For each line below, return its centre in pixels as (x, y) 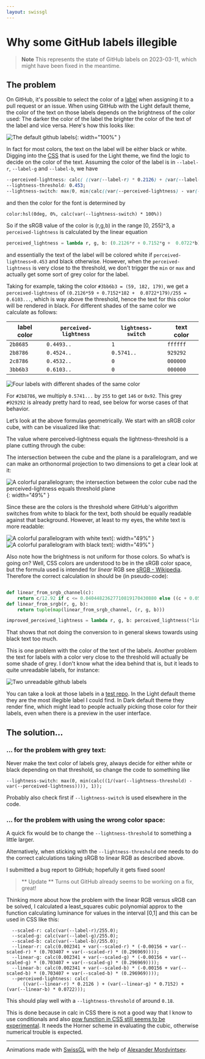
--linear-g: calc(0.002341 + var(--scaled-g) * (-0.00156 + (90, 958)
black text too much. (32, 639)
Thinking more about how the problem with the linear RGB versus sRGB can (101, 900)
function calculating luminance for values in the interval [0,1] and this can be (102, 913)
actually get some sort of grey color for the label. (68, 274)
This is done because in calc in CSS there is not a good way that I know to (99, 1013)
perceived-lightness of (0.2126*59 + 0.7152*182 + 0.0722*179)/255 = (97, 292)
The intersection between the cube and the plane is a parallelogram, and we (102, 457)
